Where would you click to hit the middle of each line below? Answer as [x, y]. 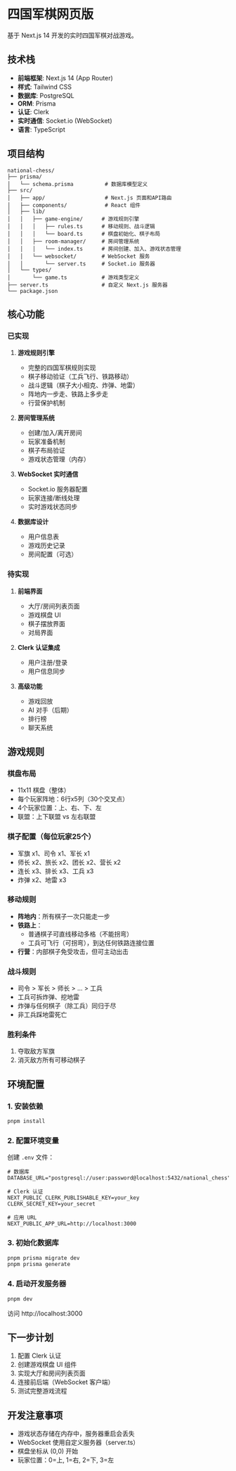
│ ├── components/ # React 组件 [74, 205]
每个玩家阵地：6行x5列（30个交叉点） [73, 799]
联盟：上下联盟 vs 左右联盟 [57, 817]
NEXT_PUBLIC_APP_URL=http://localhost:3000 [72, 1224]
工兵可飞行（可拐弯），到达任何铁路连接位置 [91, 943]
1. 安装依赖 [25, 1106]
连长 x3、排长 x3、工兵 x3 [55, 871]
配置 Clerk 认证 [39, 1356]
